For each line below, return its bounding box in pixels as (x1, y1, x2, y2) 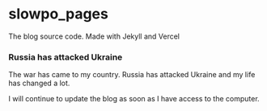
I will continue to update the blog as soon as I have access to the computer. (8, 94, 261, 104)
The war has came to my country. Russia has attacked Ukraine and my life (8, 70, 256, 80)
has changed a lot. (8, 78, 70, 88)
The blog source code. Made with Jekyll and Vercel (8, 31, 180, 41)
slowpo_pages (8, 5, 109, 23)
